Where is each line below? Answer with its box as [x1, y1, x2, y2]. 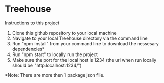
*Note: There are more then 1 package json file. [5, 72, 105, 78]
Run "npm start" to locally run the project [12, 51, 99, 58]
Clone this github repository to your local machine [12, 30, 117, 36]
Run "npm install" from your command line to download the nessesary [12, 40, 159, 46]
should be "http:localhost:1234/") [12, 62, 82, 68]
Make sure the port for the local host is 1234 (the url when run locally [12, 57, 157, 63]
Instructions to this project [5, 20, 59, 26]
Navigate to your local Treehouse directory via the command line [12, 35, 148, 41]
